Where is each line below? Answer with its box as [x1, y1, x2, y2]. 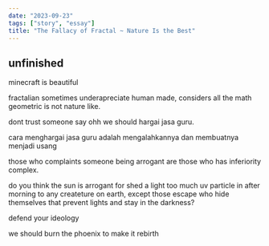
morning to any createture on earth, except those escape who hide [8, 189, 230, 199]
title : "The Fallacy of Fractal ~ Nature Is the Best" [8, 26, 196, 34]
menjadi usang [8, 141, 58, 151]
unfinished [8, 56, 64, 70]
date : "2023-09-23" [8, 11, 74, 20]
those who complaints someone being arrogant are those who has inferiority [8, 157, 262, 167]
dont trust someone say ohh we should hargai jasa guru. [8, 117, 194, 127]
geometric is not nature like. [8, 102, 101, 111]
